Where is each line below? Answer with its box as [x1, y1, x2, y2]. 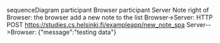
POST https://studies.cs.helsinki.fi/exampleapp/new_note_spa [6, 21, 185, 28]
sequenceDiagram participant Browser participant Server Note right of [6, 6, 210, 14]
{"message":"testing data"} [37, 28, 117, 36]
